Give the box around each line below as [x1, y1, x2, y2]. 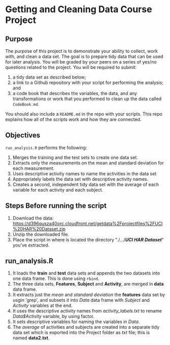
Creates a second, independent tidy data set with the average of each [12, 181, 159, 187]
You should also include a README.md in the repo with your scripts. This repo [5, 111, 162, 117]
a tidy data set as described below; [12, 74, 86, 80]
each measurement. [12, 165, 55, 171]
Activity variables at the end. [12, 302, 73, 308]
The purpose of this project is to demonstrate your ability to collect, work [5, 48, 158, 54]
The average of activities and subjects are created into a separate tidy [12, 324, 160, 330]
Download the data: [12, 215, 54, 221]
